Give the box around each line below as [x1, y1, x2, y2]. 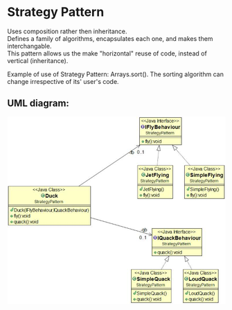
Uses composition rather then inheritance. [7, 27, 127, 35]
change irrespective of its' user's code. [7, 77, 119, 85]
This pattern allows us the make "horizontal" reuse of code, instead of [7, 49, 208, 58]
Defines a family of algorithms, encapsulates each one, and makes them [7, 34, 213, 42]
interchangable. [7, 42, 52, 50]
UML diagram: [7, 98, 69, 110]
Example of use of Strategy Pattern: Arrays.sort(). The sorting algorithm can [7, 70, 224, 78]
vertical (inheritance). [7, 56, 69, 64]
